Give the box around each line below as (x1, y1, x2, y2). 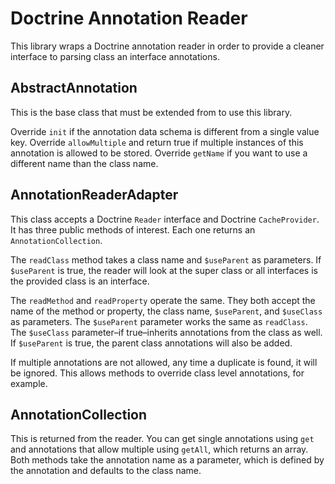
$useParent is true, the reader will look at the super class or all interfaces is (10, 264, 318, 276)
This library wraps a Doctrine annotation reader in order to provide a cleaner (10, 40, 325, 52)
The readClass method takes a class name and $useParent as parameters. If (10, 253, 322, 266)
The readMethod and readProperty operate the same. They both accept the (10, 294, 316, 306)
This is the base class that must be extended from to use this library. (10, 106, 293, 118)
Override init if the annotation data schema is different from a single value (10, 125, 320, 137)
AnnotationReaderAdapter (10, 187, 179, 204)
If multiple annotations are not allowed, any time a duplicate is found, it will (10, 356, 318, 368)
